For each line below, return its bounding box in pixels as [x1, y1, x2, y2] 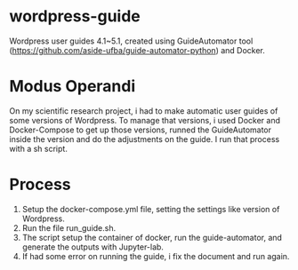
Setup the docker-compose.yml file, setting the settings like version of [21, 203, 280, 214]
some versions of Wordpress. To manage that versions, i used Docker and [9, 115, 280, 125]
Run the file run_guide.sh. [21, 222, 117, 233]
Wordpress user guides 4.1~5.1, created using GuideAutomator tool [9, 36, 254, 46]
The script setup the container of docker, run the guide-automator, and [21, 232, 283, 242]
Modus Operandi [9, 76, 136, 97]
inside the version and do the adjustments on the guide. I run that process [9, 133, 280, 144]
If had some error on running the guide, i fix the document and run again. [21, 250, 290, 261]
